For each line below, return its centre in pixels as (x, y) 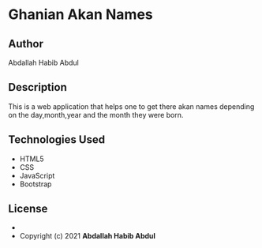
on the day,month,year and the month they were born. (96, 115)
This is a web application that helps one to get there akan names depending (131, 106)
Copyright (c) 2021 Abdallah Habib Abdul (88, 236)
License (28, 209)
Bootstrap (36, 184)
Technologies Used (56, 140)
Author (26, 44)
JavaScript (37, 175)
